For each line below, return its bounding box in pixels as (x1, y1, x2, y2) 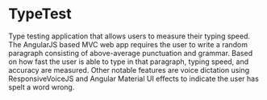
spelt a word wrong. (8, 82, 75, 92)
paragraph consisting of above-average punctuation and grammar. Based (8, 48, 252, 58)
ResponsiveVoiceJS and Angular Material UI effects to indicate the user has (8, 74, 260, 83)
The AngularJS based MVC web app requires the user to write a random (8, 39, 248, 49)
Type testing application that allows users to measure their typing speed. (8, 31, 251, 41)
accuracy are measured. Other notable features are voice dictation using (8, 65, 250, 74)
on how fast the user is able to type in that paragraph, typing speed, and (8, 57, 249, 66)
